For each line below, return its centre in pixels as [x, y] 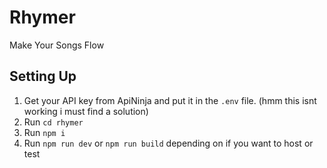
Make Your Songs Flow [57, 45]
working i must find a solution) [86, 111]
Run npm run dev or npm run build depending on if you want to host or [168, 143]
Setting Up [43, 76]
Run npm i [44, 132]
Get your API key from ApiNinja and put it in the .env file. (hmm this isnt [170, 100]
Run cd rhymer [53, 122]
